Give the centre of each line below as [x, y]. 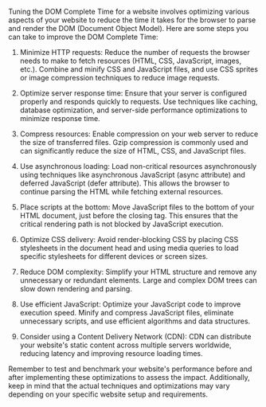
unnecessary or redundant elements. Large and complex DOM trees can [138, 280]
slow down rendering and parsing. [76, 289]
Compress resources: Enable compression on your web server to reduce [139, 134]
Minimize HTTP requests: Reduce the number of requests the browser [135, 52]
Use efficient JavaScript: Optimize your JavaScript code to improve [130, 304]
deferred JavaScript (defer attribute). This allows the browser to [125, 183]
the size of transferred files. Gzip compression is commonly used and [134, 142]
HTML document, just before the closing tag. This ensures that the [129, 215]
